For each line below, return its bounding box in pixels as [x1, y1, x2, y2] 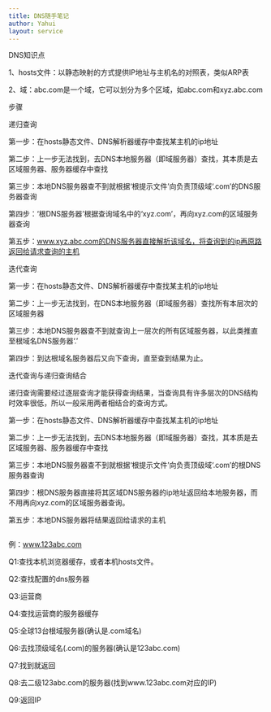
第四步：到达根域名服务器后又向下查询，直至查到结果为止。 [8, 353, 208, 363]
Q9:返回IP [8, 695, 42, 705]
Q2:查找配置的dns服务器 [8, 574, 90, 584]
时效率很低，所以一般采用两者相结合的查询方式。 [8, 398, 172, 408]
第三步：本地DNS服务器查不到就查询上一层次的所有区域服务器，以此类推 [8, 326, 252, 336]
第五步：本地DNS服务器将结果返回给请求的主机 [8, 515, 166, 525]
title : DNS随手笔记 [8, 11, 70, 20]
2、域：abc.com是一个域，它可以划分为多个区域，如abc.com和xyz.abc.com [8, 85, 264, 94]
